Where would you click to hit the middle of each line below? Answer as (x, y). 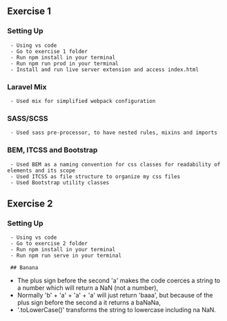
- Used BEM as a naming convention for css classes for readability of (115, 164)
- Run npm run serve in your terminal (66, 256)
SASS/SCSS (28, 118)
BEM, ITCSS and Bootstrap (52, 150)
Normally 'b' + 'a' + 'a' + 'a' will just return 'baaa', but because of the (115, 295)
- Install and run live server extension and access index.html (104, 69)
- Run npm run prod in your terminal (64, 64)
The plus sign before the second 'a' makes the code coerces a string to (119, 281)
